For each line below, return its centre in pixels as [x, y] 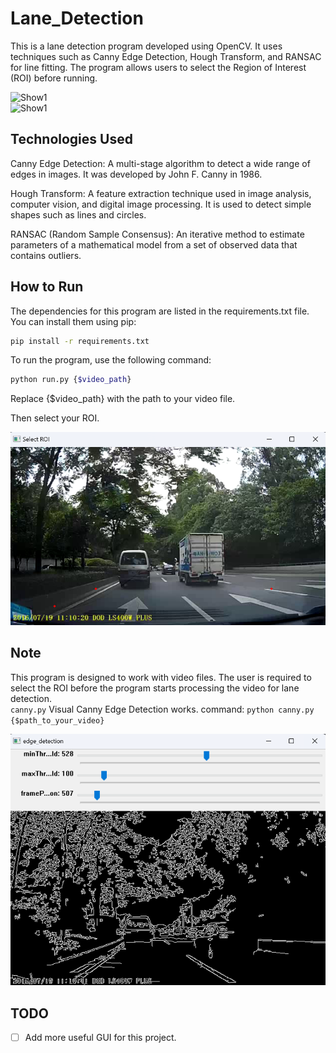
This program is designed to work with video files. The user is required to [161, 677]
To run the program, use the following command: [111, 360]
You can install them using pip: [73, 321]
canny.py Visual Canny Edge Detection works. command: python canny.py [162, 709]
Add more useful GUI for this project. [100, 1038]
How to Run [47, 287]
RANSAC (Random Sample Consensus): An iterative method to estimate [157, 234]
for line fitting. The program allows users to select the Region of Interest [158, 67]
